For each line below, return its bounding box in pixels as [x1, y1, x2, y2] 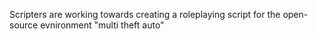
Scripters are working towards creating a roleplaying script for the [9, 9, 281, 20]
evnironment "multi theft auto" [40, 19, 165, 31]
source [9, 19, 39, 31]
